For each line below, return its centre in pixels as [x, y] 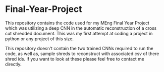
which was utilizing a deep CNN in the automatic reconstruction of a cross [81, 28]
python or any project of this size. [39, 39]
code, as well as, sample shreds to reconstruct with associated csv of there [82, 54]
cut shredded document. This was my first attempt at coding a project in [79, 33]
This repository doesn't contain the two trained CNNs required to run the [79, 48]
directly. [13, 64]
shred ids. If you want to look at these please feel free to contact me [75, 59]
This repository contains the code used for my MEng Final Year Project [77, 23]
